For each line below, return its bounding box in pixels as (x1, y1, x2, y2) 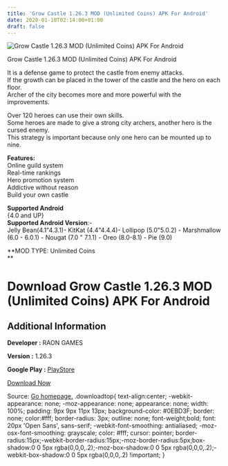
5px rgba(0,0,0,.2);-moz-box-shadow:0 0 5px (42, 443, 172, 452)
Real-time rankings (7, 168, 61, 177)
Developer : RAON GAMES (7, 339, 84, 347)
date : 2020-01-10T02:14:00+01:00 (7, 17, 104, 23)
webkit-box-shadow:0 (7, 451, 70, 459)
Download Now (7, 379, 51, 387)
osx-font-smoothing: (7, 429, 66, 437)
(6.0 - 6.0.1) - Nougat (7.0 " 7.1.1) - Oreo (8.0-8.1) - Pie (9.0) (7, 233, 173, 242)
